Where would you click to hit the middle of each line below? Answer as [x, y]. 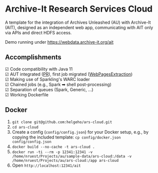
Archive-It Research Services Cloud [79, 9]
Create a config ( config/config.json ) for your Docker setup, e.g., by [80, 132]
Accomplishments [33, 57]
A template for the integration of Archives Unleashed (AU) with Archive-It [78, 22]
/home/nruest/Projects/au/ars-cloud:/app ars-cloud [65, 160]
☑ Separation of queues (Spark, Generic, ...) [49, 89]
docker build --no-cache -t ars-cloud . [53, 147]
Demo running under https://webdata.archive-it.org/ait [59, 42]
